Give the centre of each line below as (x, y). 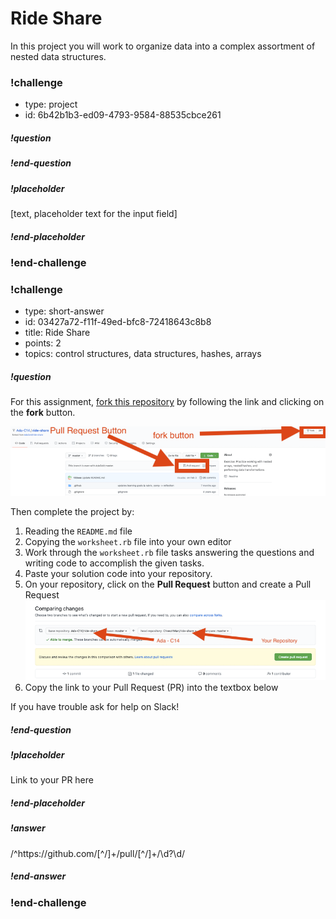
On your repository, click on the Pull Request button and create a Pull (168, 584)
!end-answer (38, 876)
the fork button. (43, 413)
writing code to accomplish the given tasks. (114, 563)
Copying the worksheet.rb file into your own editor (128, 542)
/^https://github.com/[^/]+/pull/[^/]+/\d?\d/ (98, 853)
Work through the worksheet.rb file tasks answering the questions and (169, 553)
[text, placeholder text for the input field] (94, 213)
